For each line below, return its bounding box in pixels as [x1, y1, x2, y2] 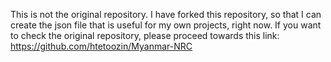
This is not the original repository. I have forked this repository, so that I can [10, 9, 322, 20]
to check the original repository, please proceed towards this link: [10, 30, 280, 41]
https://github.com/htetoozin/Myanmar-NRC [10, 40, 193, 52]
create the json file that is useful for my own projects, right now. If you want [10, 19, 322, 31]
